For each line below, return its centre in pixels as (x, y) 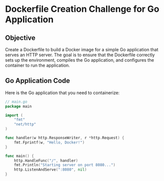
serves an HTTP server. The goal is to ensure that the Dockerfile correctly (80, 55)
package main (18, 106)
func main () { (20, 156)
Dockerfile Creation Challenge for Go (82, 9)
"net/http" (25, 124)
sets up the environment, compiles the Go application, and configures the (80, 60)
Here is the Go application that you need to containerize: (62, 93)
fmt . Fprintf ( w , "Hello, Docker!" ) (49, 142)
